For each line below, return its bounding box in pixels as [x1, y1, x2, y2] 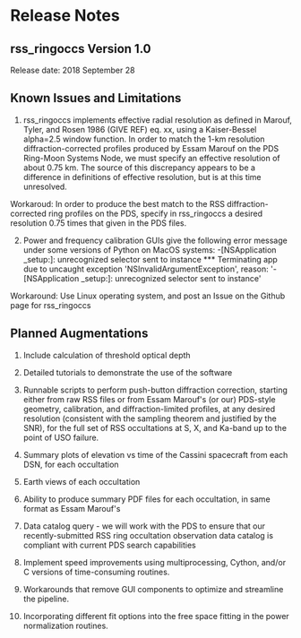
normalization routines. [22, 620, 108, 631]
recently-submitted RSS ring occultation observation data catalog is [22, 530, 274, 540]
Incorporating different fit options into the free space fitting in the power [22, 610, 289, 621]
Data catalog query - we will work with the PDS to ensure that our [22, 521, 266, 531]
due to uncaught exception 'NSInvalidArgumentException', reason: [22, 263, 270, 274]
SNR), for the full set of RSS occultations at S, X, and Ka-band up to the [22, 422, 288, 433]
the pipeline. [22, 593, 70, 604]
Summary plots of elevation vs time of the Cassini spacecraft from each [22, 449, 288, 460]
